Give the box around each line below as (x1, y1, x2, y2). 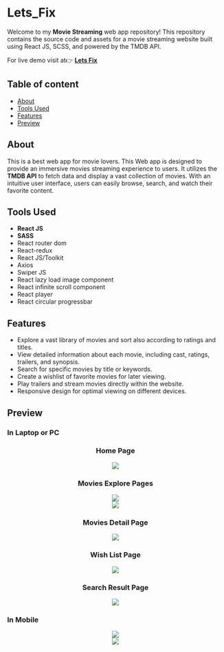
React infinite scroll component (16, 283, 106, 291)
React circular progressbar (16, 297, 93, 306)
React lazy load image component (16, 275, 114, 284)
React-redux (16, 246, 53, 255)
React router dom (16, 239, 67, 247)
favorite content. (7, 186, 54, 194)
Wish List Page (90, 550, 141, 560)
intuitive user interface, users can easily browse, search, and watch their (7, 179, 213, 187)
